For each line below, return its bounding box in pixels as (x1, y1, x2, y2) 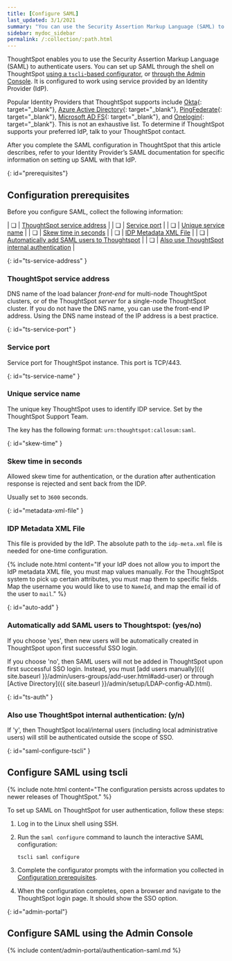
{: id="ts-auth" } (7, 692, 53, 701)
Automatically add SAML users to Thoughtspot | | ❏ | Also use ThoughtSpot (7, 235, 224, 244)
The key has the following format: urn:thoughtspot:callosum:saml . (7, 425, 196, 434)
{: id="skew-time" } (7, 439, 62, 448)
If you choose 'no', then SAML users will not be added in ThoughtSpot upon (7, 657, 224, 665)
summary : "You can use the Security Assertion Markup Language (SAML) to (7, 23, 225, 30)
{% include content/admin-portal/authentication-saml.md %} (7, 946, 181, 954)
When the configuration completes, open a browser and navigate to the (17, 886, 222, 895)
